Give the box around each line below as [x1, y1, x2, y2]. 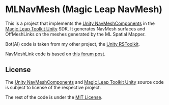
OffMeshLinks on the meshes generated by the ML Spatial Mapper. [5, 31, 146, 37]
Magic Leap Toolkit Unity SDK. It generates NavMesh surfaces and [5, 25, 146, 31]
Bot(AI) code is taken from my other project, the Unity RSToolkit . [5, 41, 140, 47]
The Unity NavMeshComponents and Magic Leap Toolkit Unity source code [5, 79, 164, 85]
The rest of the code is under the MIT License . [5, 94, 103, 100]
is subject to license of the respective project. [5, 84, 101, 90]
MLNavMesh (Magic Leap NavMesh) [5, 4, 163, 15]
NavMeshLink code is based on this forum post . [5, 51, 106, 57]
